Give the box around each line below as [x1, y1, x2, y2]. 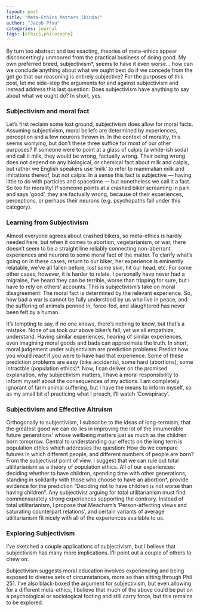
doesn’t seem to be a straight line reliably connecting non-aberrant [6, 245, 171, 252]
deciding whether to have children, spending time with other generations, [6, 470, 187, 477]
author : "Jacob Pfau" [6, 20, 60, 26]
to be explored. [6, 599, 44, 606]
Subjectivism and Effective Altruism [6, 405, 113, 414]
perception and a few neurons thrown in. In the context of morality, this [6, 133, 181, 141]
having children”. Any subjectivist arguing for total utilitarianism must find [6, 489, 186, 496]
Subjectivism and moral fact [6, 107, 90, 116]
